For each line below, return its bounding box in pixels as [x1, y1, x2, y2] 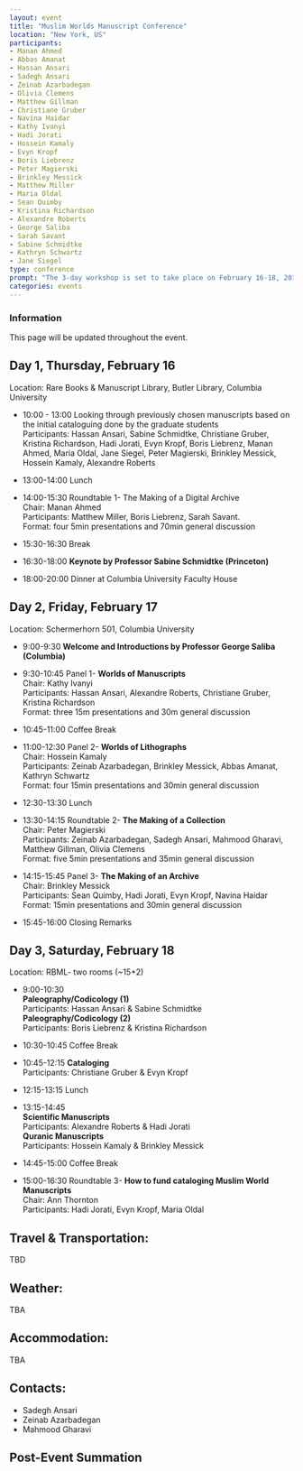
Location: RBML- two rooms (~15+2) [9, 967, 144, 977]
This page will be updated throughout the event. [9, 331, 188, 343]
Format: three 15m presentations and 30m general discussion [22, 706, 251, 717]
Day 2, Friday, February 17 [9, 599, 158, 615]
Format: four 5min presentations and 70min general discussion [22, 521, 256, 532]
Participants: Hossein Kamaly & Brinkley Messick [22, 1141, 205, 1152]
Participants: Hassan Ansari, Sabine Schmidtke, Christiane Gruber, [22, 428, 270, 439]
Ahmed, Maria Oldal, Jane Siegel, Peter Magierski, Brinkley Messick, [22, 448, 277, 458]
